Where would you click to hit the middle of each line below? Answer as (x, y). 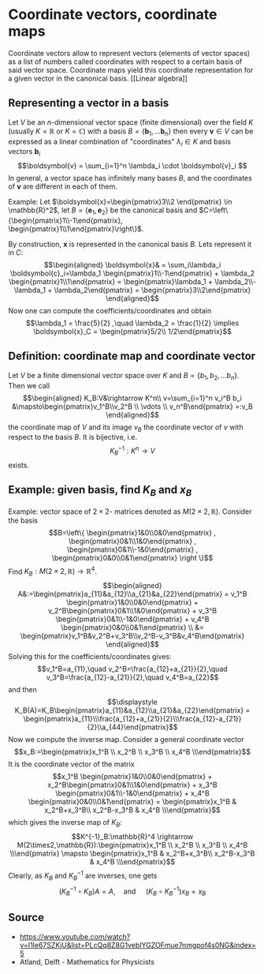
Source (26, 918)
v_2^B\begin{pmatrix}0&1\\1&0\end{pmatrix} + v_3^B (132, 611)
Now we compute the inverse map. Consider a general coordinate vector (126, 740)
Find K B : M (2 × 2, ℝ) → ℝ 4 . (52, 571)
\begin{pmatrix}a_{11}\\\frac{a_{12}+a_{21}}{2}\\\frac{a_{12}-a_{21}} (132, 719)
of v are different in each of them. (63, 186)
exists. (19, 465)
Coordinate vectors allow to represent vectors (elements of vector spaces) (129, 53)
